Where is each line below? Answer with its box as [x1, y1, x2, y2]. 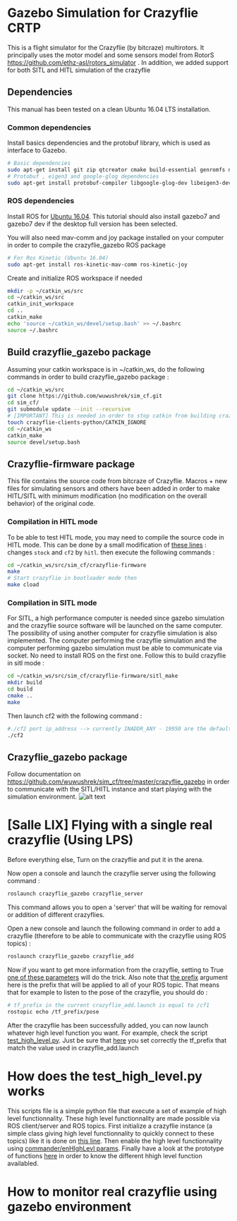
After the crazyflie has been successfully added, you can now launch [7, 1021, 209, 1029]
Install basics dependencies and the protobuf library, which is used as [7, 139, 211, 147]
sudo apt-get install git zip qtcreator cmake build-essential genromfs [7, 166, 226, 174]
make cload [7, 581, 39, 588]
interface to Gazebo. [7, 146, 67, 154]
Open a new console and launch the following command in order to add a [7, 924, 221, 933]
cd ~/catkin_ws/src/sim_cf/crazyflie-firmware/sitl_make [7, 672, 178, 680]
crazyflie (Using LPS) [7, 832, 134, 848]
